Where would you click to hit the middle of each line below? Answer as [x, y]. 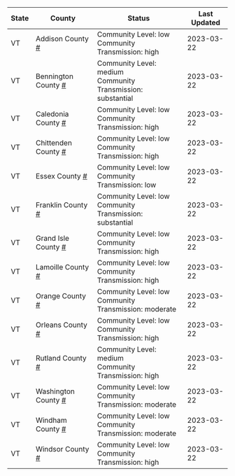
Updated [206, 22]
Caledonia [52, 114]
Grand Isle [52, 238]
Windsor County [62, 449]
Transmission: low [127, 185]
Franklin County [62, 205]
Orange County [60, 296]
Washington [55, 391]
